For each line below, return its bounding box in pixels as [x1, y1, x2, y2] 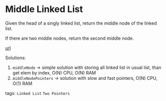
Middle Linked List [5, 4, 83, 15]
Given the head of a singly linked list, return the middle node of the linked [5, 20, 157, 26]
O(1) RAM [12, 80, 33, 86]
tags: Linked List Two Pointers [5, 90, 70, 96]
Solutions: [5, 54, 26, 61]
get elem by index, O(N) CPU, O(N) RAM [12, 69, 96, 76]
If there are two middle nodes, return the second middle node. [5, 35, 134, 41]
